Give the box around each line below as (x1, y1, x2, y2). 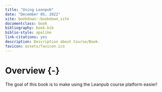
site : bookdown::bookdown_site (5, 16, 69, 21)
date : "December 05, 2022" (5, 12, 61, 17)
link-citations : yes (5, 35, 48, 40)
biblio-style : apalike (5, 30, 52, 35)
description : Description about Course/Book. (5, 39, 100, 44)
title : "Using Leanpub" (5, 7, 54, 12)
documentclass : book (5, 21, 48, 26)
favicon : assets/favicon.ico (5, 44, 65, 49)
